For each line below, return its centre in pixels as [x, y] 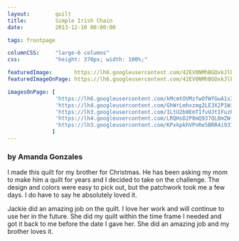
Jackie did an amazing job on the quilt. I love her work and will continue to [116, 209]
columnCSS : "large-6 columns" [59, 53]
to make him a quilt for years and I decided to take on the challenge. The [113, 180]
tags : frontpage [31, 40]
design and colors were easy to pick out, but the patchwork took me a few [116, 188]
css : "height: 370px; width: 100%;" [78, 60]
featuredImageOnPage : [39, 79]
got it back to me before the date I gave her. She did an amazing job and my [118, 224]
